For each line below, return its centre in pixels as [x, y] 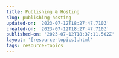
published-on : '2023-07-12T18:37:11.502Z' [60, 34]
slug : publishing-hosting [39, 18]
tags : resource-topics [35, 46]
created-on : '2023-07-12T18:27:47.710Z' [58, 29]
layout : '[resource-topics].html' [50, 40]
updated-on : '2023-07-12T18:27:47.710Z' [58, 23]
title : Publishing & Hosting [43, 12]
